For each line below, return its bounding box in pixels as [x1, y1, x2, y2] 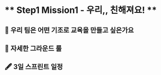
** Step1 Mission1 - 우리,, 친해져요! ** [4, 4, 157, 16]
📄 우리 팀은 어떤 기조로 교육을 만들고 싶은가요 [4, 26, 134, 34]
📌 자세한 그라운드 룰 [4, 44, 62, 53]
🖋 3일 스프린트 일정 [4, 63, 63, 71]
